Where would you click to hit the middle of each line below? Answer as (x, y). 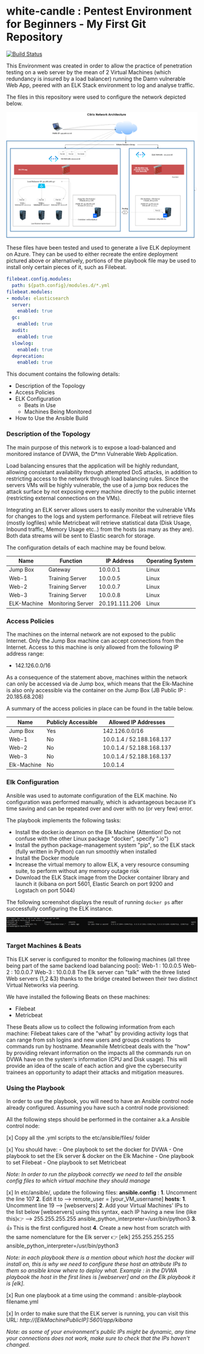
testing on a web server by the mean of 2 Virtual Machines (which (89, 72)
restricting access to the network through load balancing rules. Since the (97, 479)
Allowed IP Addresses (137, 722)
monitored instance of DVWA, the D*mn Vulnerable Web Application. (92, 454)
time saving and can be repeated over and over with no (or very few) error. (100, 809)
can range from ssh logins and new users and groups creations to (89, 1040)
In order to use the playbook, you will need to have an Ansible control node (100, 1101)
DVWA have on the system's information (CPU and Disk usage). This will (97, 1059)
